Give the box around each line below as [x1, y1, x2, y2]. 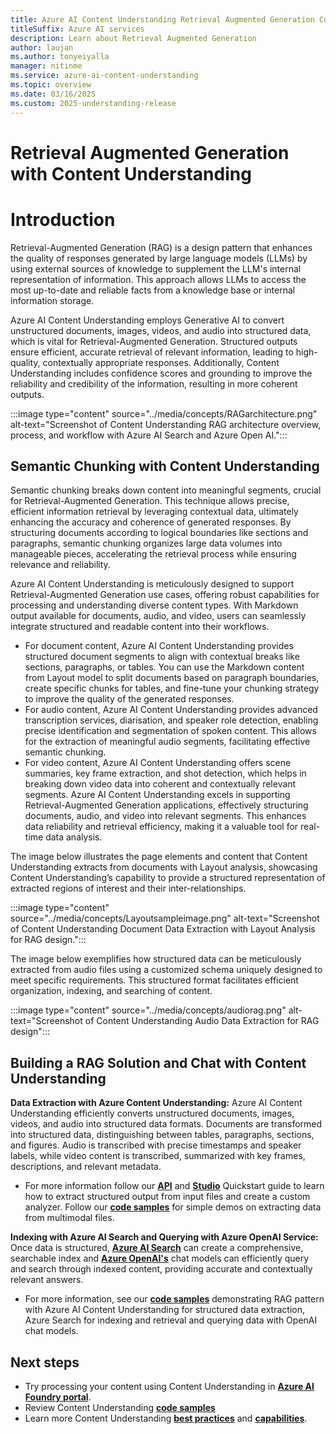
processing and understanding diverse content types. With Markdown [10, 599, 299, 611]
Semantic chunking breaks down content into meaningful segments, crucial [10, 484, 322, 496]
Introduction [10, 208, 116, 231]
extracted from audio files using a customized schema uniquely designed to [10, 964, 323, 976]
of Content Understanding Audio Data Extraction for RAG [84, 1015, 320, 1027]
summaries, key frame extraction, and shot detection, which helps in [24, 767, 307, 780]
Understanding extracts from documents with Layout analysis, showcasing [10, 861, 318, 873]
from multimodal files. [24, 1212, 115, 1224]
